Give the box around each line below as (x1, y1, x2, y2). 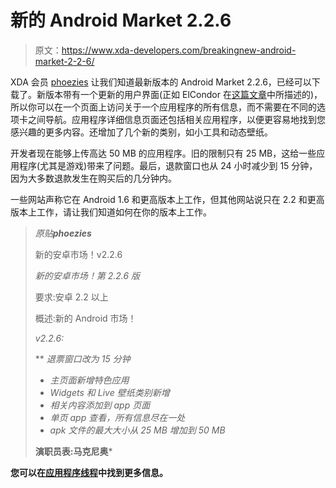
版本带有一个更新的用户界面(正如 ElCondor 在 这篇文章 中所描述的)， (44, 88, 323, 100)
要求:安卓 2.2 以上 (34, 291, 109, 303)
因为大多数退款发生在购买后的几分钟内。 (10, 172, 177, 184)
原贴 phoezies (34, 227, 92, 239)
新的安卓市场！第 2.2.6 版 (34, 269, 141, 281)
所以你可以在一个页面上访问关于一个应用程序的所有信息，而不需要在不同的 (10, 101, 317, 113)
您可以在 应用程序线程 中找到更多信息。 (10, 466, 168, 478)
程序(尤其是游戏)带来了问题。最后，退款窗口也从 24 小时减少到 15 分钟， (18, 159, 318, 171)
